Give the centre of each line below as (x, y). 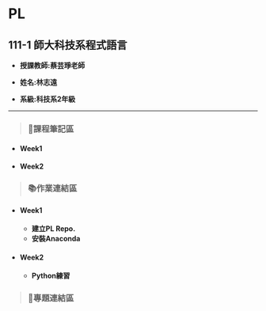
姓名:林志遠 (38, 82)
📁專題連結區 (51, 298)
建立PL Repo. (53, 229)
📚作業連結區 (52, 188)
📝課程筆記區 (51, 129)
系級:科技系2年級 (47, 99)
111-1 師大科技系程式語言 (68, 45)
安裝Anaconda (56, 239)
